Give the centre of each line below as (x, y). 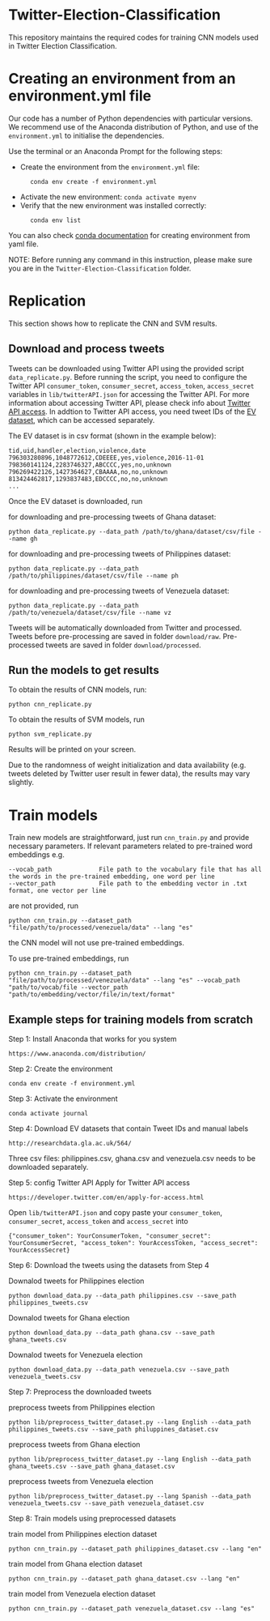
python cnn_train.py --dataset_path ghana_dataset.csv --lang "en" (124, 1579)
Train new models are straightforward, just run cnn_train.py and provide (129, 838)
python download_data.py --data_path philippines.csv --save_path (122, 1296)
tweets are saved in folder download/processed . (124, 645)
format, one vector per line (57, 891)
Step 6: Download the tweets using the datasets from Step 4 (109, 1265)
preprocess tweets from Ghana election (74, 1444)
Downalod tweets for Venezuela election (76, 1355)
